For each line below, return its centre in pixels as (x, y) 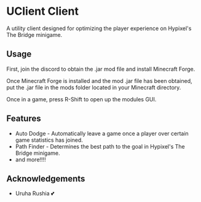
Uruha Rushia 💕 (35, 193)
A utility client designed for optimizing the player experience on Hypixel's (99, 28)
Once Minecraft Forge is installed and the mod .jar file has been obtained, (99, 80)
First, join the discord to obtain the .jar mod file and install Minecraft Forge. (101, 69)
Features (24, 119)
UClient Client (42, 11)
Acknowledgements (46, 178)
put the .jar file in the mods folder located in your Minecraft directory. (94, 87)
